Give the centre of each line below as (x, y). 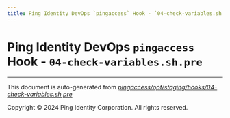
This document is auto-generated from (62, 87)
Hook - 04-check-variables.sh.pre (105, 61)
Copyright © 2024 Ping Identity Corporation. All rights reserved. (98, 107)
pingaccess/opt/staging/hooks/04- (167, 87)
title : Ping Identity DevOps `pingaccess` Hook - (79, 13)
